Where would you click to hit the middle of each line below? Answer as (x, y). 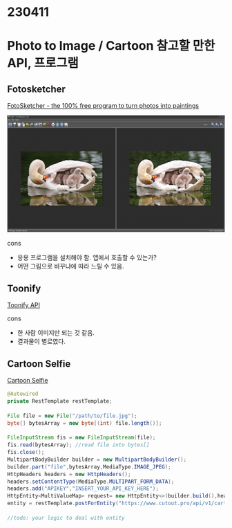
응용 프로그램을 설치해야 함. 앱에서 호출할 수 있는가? (87, 257)
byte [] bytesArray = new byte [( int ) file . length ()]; (85, 423)
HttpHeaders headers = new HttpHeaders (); (69, 474)
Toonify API (23, 305)
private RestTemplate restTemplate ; (60, 401)
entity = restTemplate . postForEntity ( (63, 503)
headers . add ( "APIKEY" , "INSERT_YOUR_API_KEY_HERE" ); (83, 489)
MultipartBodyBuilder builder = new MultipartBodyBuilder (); (97, 459)
